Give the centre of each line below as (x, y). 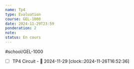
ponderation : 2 (21, 28)
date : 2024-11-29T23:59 (30, 24)
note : (11, 33)
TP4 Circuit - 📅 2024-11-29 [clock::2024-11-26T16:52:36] (71, 61)
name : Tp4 (15, 10)
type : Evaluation (23, 14)
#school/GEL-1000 (24, 51)
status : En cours (23, 38)
